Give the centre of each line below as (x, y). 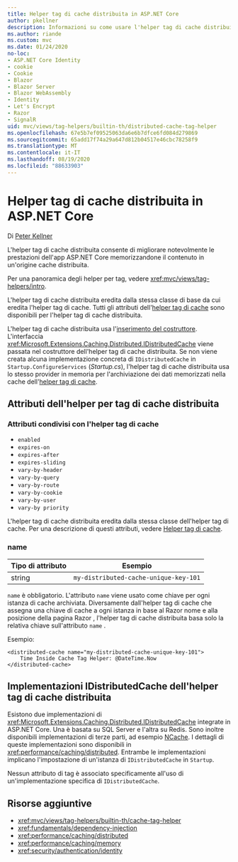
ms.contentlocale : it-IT (44, 153)
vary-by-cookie (40, 493)
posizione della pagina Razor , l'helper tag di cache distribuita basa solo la (116, 618)
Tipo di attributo (39, 566)
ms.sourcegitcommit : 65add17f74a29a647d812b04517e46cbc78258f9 (103, 139)
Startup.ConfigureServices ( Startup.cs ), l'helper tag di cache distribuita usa (119, 366)
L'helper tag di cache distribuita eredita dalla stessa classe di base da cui (114, 300)
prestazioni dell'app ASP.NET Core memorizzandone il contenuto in (106, 257)
